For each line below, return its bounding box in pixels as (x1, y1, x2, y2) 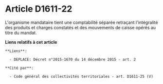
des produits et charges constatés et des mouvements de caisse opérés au (5, 24, 156, 30)
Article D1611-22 (5, 3, 72, 15)
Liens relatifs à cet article (5, 39, 57, 45)
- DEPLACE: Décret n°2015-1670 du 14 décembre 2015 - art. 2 (9, 57, 136, 62)
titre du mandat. (5, 30, 37, 35)
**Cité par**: (5, 66, 34, 70)
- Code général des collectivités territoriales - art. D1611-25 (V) (9, 74, 153, 79)
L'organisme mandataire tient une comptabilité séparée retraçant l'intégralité (5, 19, 158, 25)
